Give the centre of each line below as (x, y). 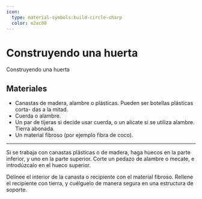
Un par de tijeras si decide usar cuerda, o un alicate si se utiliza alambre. (105, 122)
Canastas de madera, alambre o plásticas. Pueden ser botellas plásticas (104, 103)
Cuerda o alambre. (38, 116)
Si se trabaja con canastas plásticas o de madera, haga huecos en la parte (98, 153)
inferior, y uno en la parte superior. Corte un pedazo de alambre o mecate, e (100, 159)
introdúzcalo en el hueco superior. (49, 165)
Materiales (27, 88)
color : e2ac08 (29, 23)
